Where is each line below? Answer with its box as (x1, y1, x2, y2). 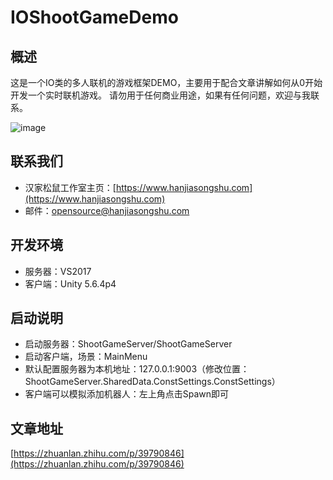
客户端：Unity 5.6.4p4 (24, 277, 117, 290)
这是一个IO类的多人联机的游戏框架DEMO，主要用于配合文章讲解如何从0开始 (10, 77, 323, 88)
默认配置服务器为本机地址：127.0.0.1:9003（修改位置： (24, 363, 250, 375)
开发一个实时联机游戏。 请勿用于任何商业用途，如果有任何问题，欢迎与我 (10, 89, 311, 101)
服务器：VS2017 (24, 265, 92, 277)
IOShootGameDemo (10, 6, 179, 29)
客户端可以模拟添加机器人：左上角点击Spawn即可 (24, 388, 230, 400)
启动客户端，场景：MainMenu (24, 351, 148, 363)
